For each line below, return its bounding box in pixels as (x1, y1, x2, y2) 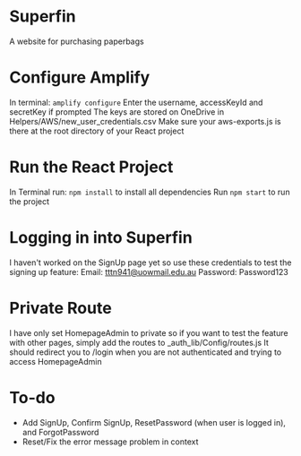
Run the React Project (9, 157, 174, 177)
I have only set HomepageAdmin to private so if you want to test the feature (9, 327, 288, 338)
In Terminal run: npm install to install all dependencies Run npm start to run (9, 186, 290, 197)
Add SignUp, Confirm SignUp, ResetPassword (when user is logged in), (21, 417, 287, 427)
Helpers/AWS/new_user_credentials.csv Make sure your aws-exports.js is (9, 116, 282, 126)
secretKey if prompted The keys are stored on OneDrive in (9, 106, 225, 117)
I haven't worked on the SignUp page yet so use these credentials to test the (9, 257, 292, 268)
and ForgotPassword (21, 426, 99, 437)
